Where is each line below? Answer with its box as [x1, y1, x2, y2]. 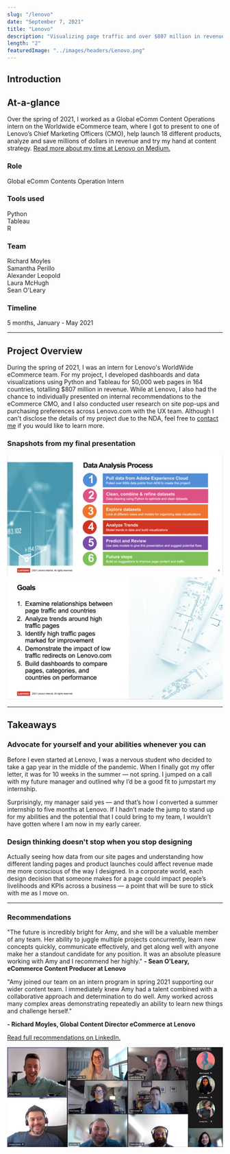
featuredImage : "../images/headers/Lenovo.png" [7, 47, 146, 54]
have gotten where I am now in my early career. [7, 820, 142, 828]
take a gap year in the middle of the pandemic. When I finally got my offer [7, 762, 215, 771]
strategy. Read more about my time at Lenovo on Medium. [7, 144, 171, 152]
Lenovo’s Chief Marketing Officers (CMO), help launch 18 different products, [7, 130, 222, 138]
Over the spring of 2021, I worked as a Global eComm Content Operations [7, 115, 216, 123]
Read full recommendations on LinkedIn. [7, 1033, 121, 1042]
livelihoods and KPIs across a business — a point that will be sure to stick [7, 882, 214, 890]
